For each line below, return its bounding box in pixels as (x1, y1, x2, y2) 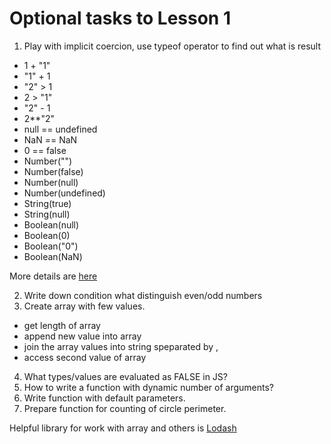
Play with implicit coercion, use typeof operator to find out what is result (23, 40, 322, 52)
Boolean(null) (23, 218, 80, 231)
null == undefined (23, 123, 98, 135)
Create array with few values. (23, 300, 146, 312)
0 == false (23, 144, 67, 156)
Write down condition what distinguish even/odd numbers (23, 289, 263, 301)
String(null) (23, 208, 71, 220)
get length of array (23, 319, 101, 331)
